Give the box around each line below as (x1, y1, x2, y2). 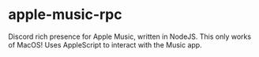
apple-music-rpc (8, 6, 122, 24)
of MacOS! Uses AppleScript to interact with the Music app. (8, 40, 203, 49)
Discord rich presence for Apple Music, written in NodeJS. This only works (8, 32, 251, 41)
